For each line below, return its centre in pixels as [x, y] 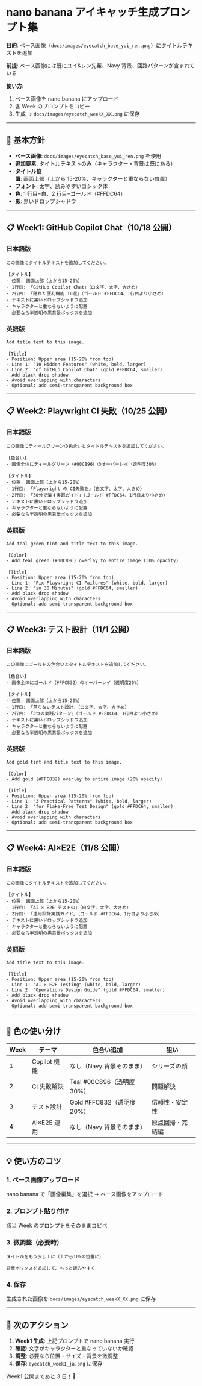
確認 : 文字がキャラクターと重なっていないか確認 [74, 1348]
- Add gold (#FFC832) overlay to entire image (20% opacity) [84, 779]
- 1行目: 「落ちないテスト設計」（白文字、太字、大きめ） [68, 707]
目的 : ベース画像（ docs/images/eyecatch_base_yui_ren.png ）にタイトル [94, 45]
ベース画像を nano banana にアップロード [67, 99]
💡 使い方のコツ [34, 1161]
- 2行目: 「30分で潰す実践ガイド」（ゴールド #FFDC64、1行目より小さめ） [87, 495]
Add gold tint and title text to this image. [64, 762]
